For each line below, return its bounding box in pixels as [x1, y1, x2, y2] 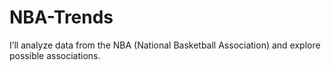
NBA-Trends [9, 6, 114, 29]
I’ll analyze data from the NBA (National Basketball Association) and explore [9, 39, 321, 51]
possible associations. [9, 49, 101, 61]
